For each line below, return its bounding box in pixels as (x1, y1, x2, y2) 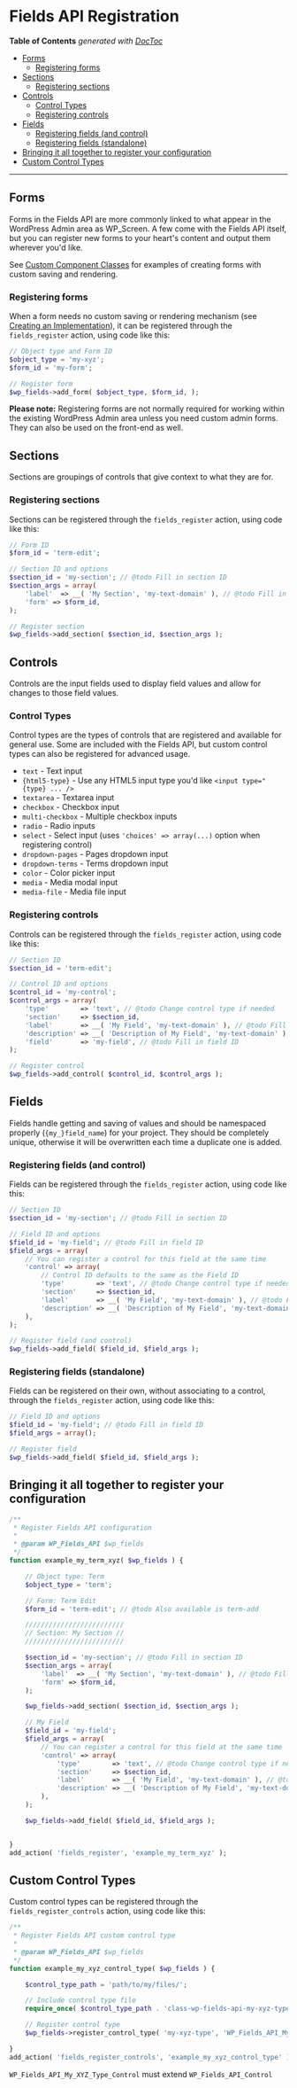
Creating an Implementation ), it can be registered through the (9, 321, 232, 331)
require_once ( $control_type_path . (25, 2005, 161, 2014)
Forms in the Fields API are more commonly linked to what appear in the (9, 214, 271, 224)
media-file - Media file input (21, 886, 126, 897)
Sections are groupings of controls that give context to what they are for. (9, 471, 274, 482)
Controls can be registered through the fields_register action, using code (9, 929, 282, 939)
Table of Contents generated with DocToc (9, 35, 164, 46)
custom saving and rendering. (9, 269, 118, 279)
